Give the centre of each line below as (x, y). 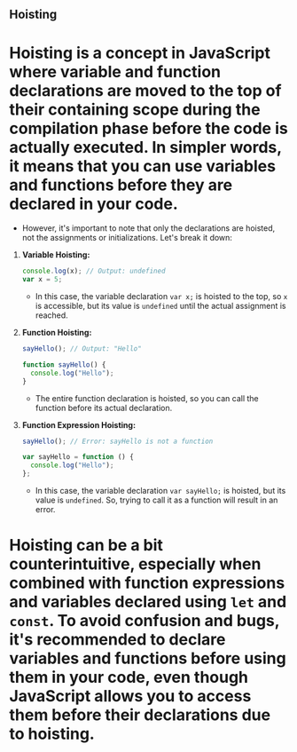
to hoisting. (52, 734)
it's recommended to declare (117, 640)
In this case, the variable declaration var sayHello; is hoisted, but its (160, 491)
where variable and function (115, 71)
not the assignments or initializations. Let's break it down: (127, 238)
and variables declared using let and (148, 602)
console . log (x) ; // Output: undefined (94, 271)
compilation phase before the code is (148, 128)
